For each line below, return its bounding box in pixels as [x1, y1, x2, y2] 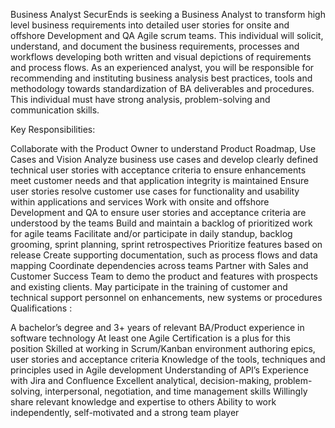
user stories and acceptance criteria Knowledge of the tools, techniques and [10, 354, 326, 365]
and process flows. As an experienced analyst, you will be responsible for [10, 62, 315, 73]
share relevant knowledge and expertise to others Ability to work [10, 396, 277, 408]
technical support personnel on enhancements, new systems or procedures [10, 292, 323, 303]
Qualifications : [10, 302, 73, 314]
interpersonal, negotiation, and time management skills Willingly [44, 385, 308, 397]
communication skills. [10, 104, 100, 116]
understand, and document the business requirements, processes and [10, 40, 300, 52]
